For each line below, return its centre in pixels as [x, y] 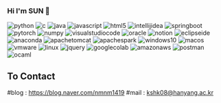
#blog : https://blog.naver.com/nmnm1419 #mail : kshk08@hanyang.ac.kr [110, 93]
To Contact [31, 76]
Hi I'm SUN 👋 [28, 11]
